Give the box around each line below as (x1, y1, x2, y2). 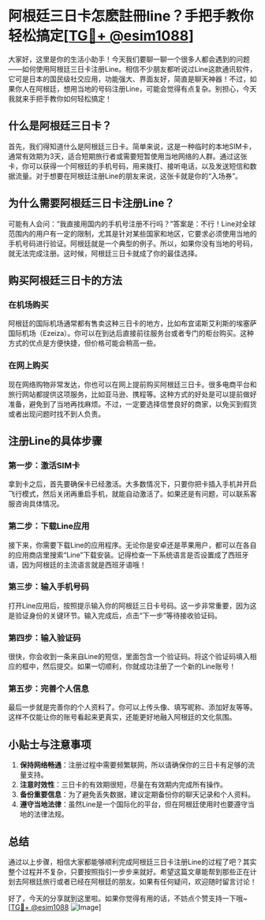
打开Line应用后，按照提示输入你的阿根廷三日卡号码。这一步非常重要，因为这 (8, 601, 257, 610)
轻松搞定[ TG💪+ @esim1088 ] (8, 27, 195, 45)
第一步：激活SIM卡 (8, 460, 80, 471)
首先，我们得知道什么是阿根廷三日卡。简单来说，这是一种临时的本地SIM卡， (8, 141, 256, 151)
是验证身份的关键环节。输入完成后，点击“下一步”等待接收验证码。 (8, 610, 222, 620)
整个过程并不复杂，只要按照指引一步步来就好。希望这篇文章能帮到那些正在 (8, 867, 250, 877)
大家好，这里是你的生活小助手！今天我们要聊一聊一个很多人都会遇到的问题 (8, 54, 250, 64)
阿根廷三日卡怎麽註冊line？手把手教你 (8, 7, 254, 25)
